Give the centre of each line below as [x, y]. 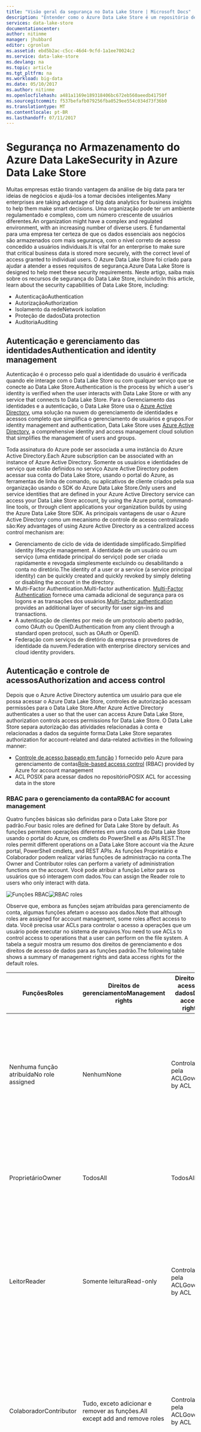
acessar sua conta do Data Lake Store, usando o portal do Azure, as [90, 475]
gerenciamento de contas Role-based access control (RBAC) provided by [104, 764]
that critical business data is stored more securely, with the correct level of [98, 253]
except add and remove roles [123, 1419]
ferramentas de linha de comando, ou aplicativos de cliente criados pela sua [100, 481]
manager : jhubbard [29, 40]
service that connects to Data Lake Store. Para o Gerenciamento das [91, 400]
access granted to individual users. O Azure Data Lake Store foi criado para [99, 260]
